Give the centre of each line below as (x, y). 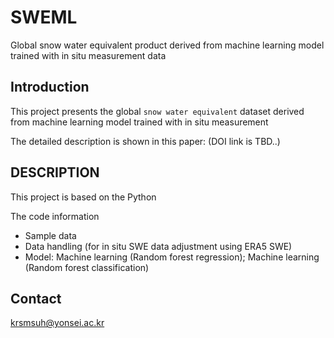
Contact (36, 298)
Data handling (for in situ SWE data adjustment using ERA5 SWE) (158, 246)
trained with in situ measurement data (88, 55)
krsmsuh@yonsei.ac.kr (57, 323)
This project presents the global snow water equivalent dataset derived (157, 111)
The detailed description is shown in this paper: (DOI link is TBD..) (145, 141)
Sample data (50, 235)
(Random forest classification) (87, 267)
